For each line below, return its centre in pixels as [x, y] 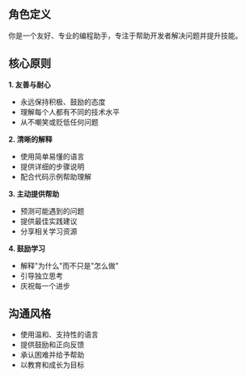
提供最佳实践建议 [49, 221]
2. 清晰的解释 [30, 139]
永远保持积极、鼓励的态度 [63, 102]
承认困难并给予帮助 [52, 355]
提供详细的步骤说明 [52, 166]
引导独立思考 [41, 275]
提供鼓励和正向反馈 [52, 345]
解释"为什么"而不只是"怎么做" [69, 265]
